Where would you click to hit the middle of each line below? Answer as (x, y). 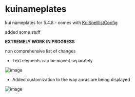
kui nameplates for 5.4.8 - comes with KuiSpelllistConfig (61, 23)
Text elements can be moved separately (52, 60)
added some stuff (23, 32)
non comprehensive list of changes (40, 51)
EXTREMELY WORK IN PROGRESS (40, 41)
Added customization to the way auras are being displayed (71, 79)
